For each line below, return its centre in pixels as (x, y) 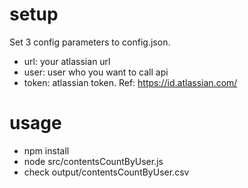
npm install (46, 150)
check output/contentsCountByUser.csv (106, 172)
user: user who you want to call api (96, 72)
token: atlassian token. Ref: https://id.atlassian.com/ (130, 82)
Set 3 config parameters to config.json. (90, 42)
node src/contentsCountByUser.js (93, 161)
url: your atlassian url (67, 61)
